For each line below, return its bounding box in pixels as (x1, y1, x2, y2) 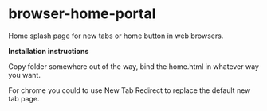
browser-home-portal (8, 5, 156, 23)
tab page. (8, 94, 40, 103)
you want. (8, 70, 41, 79)
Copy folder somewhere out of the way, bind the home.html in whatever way (8, 61, 259, 71)
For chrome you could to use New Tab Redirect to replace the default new (8, 85, 251, 95)
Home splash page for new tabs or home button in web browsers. (8, 31, 224, 40)
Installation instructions (8, 46, 89, 55)
